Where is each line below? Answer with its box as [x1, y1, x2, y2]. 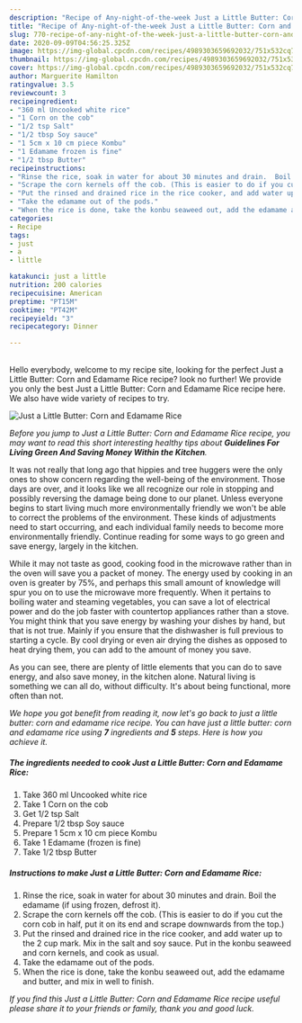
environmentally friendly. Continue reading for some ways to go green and [9, 532, 285, 543]
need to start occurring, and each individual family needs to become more [9, 522, 284, 533]
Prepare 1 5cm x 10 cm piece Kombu [22, 828, 157, 839]
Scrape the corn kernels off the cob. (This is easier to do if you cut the [22, 910, 283, 920]
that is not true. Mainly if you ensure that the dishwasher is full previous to [9, 625, 284, 636]
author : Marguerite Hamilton [9, 72, 119, 81]
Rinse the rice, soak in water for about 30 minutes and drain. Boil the [22, 890, 277, 901]
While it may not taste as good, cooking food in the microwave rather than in [9, 559, 292, 570]
